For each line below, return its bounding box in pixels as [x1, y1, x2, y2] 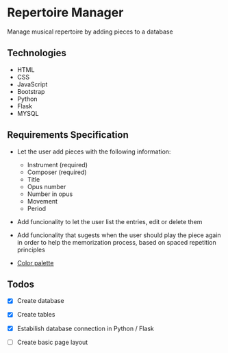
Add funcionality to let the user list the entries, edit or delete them [16, 217, 203, 226]
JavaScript [16, 80, 48, 88]
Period [27, 204, 47, 212]
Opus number [27, 182, 66, 191]
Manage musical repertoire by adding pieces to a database [7, 27, 173, 36]
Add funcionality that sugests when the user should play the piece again [16, 231, 221, 239]
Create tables [16, 311, 55, 319]
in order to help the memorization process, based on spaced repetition [16, 238, 217, 246]
